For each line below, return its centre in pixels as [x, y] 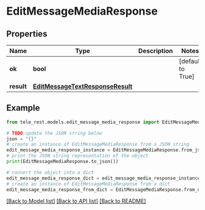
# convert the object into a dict [50, 172]
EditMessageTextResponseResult [83, 86]
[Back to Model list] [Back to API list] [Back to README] [76, 201]
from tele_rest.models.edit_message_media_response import [83, 122]
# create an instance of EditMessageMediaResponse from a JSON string [98, 145]
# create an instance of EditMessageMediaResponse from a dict [88, 184]
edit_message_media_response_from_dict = [60, 190]
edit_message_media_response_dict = [53, 178]
